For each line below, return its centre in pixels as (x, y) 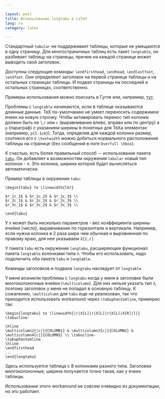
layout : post (19, 14)
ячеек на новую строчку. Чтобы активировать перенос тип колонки (77, 117)
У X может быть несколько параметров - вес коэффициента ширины (78, 223)
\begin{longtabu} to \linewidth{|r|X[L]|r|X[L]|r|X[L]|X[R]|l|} (73, 313)
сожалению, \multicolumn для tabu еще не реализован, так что (71, 294)
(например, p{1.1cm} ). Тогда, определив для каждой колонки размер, (79, 133)
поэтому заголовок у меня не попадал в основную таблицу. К (71, 288)
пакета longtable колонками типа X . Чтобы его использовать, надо (76, 254)
